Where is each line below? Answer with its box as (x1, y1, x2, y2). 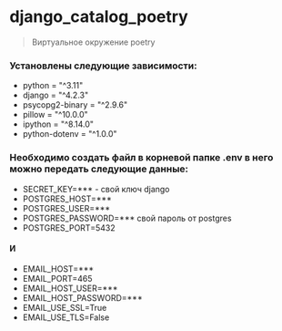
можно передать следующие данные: (9, 162, 189, 175)
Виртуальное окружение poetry (31, 36, 156, 47)
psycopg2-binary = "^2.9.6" (22, 99, 128, 110)
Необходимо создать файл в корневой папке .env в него (9, 151, 274, 164)
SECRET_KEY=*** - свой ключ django (22, 183, 170, 194)
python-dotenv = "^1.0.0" (22, 129, 117, 140)
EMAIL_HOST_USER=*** (22, 283, 118, 294)
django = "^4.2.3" (22, 89, 89, 101)
